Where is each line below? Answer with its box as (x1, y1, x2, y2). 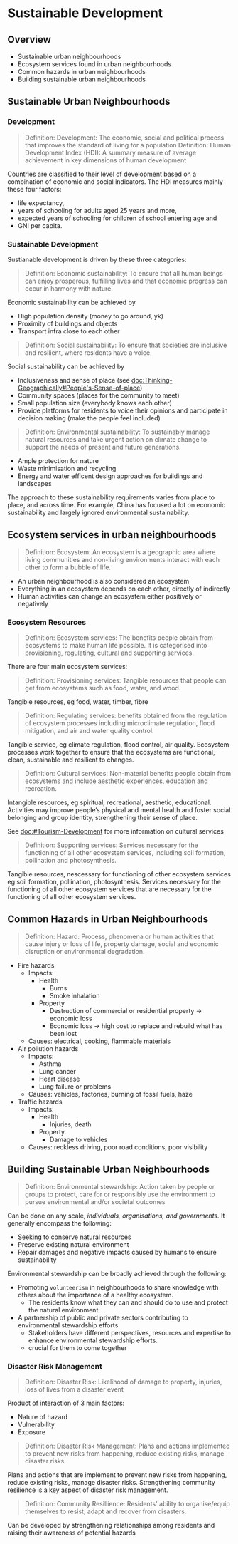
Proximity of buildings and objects (17, 319, 118, 328)
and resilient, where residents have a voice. (24, 348, 152, 357)
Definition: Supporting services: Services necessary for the (24, 841, 199, 849)
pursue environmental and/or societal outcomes (24, 1197, 166, 1206)
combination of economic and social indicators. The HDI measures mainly (7, 177, 224, 186)
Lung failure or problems (38, 1082, 112, 1091)
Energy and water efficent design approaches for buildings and (17, 472, 203, 480)
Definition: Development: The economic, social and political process (24, 133, 225, 142)
